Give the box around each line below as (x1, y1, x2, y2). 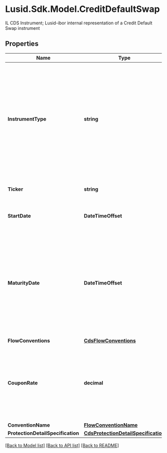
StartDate (7, 212, 31, 219)
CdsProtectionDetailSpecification (83, 430, 165, 437)
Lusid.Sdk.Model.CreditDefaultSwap (5, 3, 160, 15)
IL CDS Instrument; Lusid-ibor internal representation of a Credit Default (5, 20, 153, 26)
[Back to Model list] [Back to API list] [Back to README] (5, 442, 119, 448)
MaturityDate (7, 279, 40, 286)
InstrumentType (7, 115, 47, 122)
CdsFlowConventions (83, 337, 136, 344)
